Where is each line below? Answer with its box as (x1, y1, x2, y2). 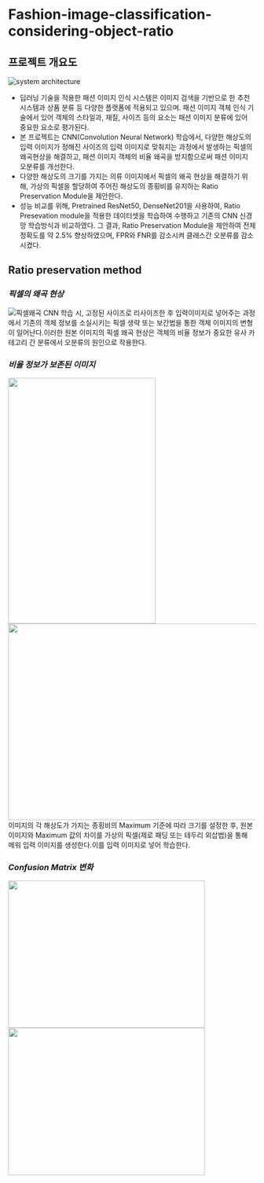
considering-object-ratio (8, 22, 174, 40)
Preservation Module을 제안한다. (19, 191, 123, 200)
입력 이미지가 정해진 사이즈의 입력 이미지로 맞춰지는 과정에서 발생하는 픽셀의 (19, 142, 253, 151)
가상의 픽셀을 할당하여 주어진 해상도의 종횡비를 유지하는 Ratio (30, 182, 218, 190)
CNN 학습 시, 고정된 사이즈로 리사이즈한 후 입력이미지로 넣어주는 (42, 308, 241, 318)
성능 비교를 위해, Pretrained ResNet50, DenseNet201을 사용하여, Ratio (19, 201, 241, 210)
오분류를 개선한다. (19, 162, 75, 171)
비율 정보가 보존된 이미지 (8, 359, 96, 370)
